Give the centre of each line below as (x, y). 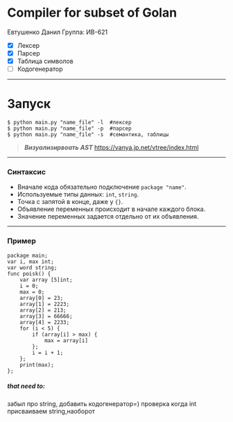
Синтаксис (27, 172)
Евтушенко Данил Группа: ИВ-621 (58, 32)
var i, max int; (31, 262)
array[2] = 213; (43, 310)
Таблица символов (45, 61)
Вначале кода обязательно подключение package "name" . (102, 187)
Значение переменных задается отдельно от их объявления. (108, 217)
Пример (22, 241)
